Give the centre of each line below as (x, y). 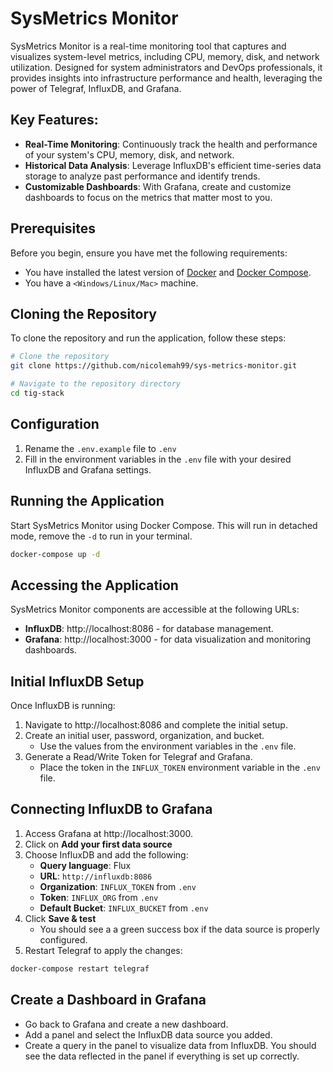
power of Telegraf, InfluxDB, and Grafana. (96, 88)
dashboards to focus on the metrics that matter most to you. (148, 197)
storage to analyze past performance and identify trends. (142, 176)
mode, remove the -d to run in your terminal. (101, 536)
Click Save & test (60, 918)
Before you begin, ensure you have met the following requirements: (149, 253)
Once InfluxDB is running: (63, 705)
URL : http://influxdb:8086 (96, 876)
